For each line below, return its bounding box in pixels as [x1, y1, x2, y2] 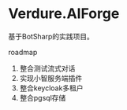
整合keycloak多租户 [19, 83, 84, 93]
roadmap [8, 47, 38, 57]
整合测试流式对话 [19, 64, 76, 73]
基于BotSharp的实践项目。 [8, 31, 95, 41]
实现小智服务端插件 [19, 73, 83, 82]
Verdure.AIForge [8, 5, 120, 23]
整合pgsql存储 [19, 93, 66, 102]
